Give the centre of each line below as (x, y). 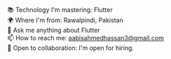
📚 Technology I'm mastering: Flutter (60, 10)
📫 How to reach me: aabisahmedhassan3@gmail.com (86, 38)
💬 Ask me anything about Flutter (54, 30)
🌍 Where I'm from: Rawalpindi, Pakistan (66, 20)
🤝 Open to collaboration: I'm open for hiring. (71, 48)
